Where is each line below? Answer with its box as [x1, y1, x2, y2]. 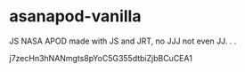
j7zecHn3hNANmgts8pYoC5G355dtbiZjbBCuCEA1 [9, 52, 193, 63]
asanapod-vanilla [9, 6, 142, 27]
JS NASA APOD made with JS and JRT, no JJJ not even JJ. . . [9, 36, 237, 46]
